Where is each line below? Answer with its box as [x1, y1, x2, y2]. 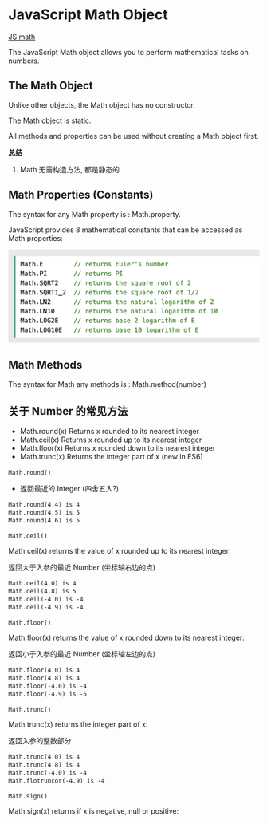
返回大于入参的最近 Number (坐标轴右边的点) [8, 562, 156, 572]
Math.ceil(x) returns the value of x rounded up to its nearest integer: [8, 546, 231, 555]
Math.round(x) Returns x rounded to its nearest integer [19, 426, 200, 436]
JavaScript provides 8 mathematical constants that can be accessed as [8, 225, 243, 235]
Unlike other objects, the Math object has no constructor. [8, 100, 195, 109]
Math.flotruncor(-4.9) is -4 [8, 776, 105, 785]
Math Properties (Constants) [8, 188, 154, 202]
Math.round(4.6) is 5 [8, 516, 80, 524]
